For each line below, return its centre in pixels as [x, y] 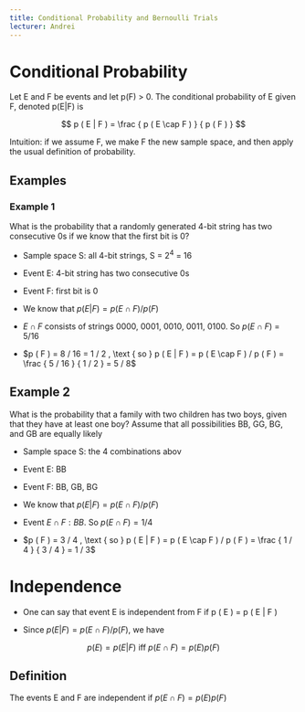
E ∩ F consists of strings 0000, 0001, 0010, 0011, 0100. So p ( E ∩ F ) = [151, 326]
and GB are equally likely [56, 433]
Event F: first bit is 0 [60, 291]
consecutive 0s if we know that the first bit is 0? [100, 236]
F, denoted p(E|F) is [47, 107]
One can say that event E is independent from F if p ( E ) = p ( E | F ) [150, 611]
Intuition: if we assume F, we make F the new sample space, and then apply [152, 142]
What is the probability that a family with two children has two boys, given [148, 414]
